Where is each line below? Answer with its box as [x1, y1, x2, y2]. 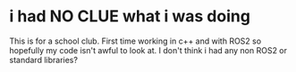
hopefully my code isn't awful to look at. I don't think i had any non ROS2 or [9, 44, 288, 55]
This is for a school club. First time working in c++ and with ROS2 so [9, 36, 262, 46]
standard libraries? [9, 54, 79, 65]
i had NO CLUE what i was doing [9, 6, 250, 27]
